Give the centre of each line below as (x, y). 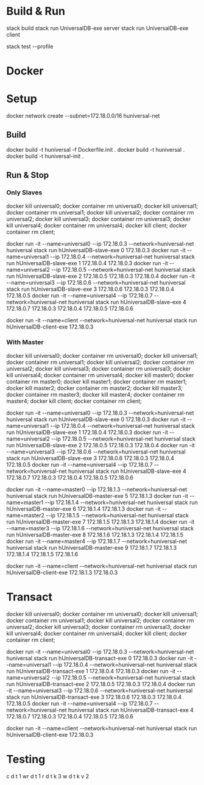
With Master (25, 343)
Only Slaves (24, 193)
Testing (26, 759)
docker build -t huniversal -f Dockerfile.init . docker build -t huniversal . (96, 149)
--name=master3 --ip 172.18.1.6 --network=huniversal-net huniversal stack (100, 528)
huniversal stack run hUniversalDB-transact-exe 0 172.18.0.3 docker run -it (100, 658)
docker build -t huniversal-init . (45, 156)
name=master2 (25, 515)
